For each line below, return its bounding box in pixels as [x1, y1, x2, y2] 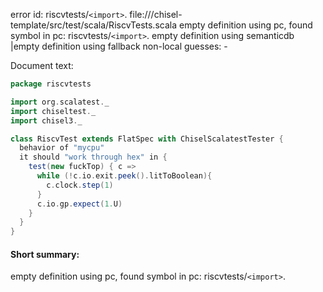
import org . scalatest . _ [10, 97, 110, 107]
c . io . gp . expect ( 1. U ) [36, 199, 123, 209]
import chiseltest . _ [10, 106, 97, 116]
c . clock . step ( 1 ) [46, 180, 114, 190]
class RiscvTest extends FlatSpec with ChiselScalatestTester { [10, 134, 284, 144]
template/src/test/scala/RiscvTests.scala [10, 19, 178, 31]
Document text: [10, 60, 74, 71]
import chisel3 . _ [10, 115, 83, 126]
